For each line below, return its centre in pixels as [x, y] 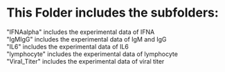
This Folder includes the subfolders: [112, 13]
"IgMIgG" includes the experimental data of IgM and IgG [87, 39]
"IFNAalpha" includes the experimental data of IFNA [81, 32]
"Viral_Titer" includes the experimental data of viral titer [85, 61]
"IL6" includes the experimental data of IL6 [67, 46]
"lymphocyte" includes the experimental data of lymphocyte [92, 54]
